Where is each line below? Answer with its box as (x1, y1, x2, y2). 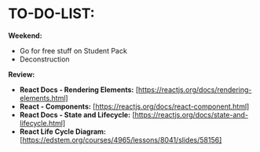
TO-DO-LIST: (8, 5, 96, 23)
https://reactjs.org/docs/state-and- (134, 109, 249, 119)
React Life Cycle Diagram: (19, 127, 107, 136)
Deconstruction (19, 54, 70, 64)
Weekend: (8, 31, 42, 40)
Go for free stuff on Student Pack (19, 46, 127, 55)
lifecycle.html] (19, 118, 66, 128)
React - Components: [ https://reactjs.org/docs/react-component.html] (19, 102, 250, 111)
